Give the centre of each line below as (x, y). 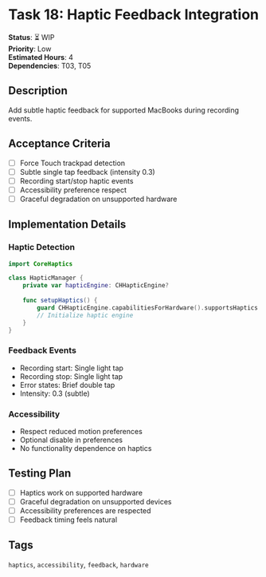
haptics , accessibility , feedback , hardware (78, 564)
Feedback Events (43, 350)
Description (38, 91)
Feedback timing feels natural (68, 520)
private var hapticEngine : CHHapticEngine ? (96, 286)
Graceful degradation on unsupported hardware (98, 199)
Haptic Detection (42, 247)
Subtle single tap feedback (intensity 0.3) (87, 172)
